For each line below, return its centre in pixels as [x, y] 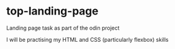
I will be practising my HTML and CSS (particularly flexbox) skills [87, 39]
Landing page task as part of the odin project [63, 28]
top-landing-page [52, 11]
